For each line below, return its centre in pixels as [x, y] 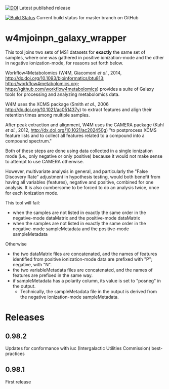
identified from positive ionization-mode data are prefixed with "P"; [82, 259]
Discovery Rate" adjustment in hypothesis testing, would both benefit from [83, 176]
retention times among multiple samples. [48, 115]
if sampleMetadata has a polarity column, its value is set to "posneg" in [87, 280]
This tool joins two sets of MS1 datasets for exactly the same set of [75, 52]
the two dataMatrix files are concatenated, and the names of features [85, 254]
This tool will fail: [23, 202]
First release [18, 382]
